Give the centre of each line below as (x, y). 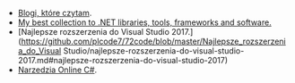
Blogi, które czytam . (55, 13)
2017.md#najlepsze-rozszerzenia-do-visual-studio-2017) (123, 60)
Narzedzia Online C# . (57, 70)
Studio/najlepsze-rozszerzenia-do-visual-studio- (154, 51)
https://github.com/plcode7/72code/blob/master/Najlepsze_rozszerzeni (153, 41)
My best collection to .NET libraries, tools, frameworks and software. (144, 22)
